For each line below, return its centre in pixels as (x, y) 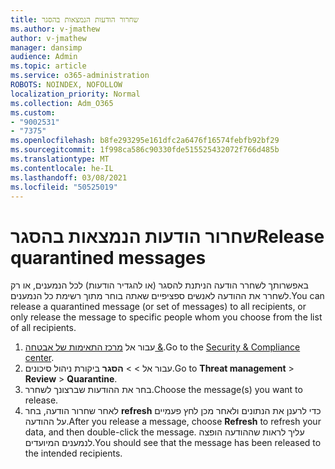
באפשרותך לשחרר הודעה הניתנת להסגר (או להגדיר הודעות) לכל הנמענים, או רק (159, 285)
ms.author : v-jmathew (55, 29)
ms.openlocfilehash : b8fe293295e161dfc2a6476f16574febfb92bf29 (145, 141)
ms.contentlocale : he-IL (62, 168)
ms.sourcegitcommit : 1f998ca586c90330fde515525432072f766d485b (145, 150)
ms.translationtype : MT (60, 159)
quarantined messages (108, 257)
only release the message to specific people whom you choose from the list (166, 317)
